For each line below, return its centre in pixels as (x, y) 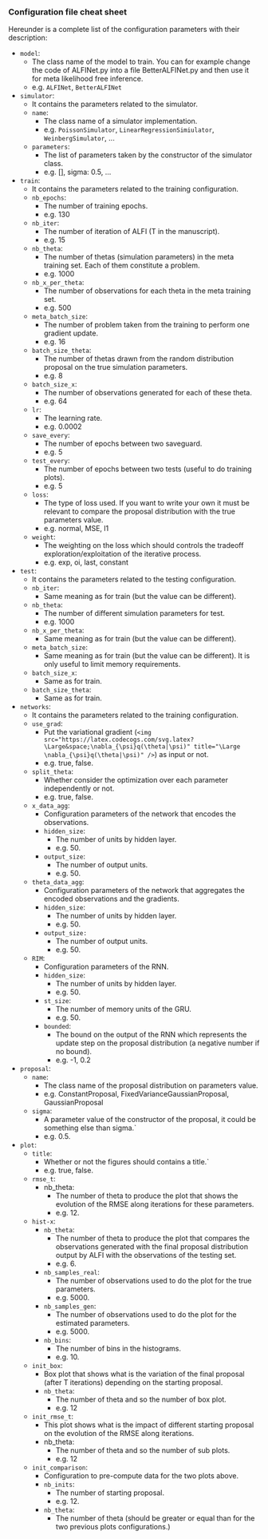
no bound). (74, 1052)
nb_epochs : (49, 197)
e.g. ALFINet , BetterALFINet (77, 87)
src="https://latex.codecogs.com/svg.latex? (119, 740)
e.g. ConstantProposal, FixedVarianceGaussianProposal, (136, 1094)
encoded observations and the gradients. (111, 899)
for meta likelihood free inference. (87, 79)
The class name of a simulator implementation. (120, 121)
